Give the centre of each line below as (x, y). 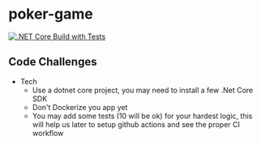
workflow (48, 133)
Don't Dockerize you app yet (80, 107)
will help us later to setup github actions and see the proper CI (136, 124)
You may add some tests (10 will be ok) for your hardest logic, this (142, 116)
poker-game (51, 14)
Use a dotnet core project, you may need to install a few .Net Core (143, 90)
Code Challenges (53, 62)
